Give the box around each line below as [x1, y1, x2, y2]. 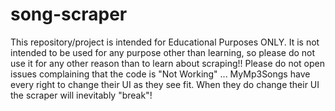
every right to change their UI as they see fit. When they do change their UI [10, 78, 320, 90]
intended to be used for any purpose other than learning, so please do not [10, 46, 316, 58]
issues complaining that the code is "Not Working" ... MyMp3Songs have [10, 68, 311, 80]
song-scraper [10, 3, 128, 26]
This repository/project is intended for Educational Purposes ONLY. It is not [10, 36, 320, 48]
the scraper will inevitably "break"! [10, 89, 153, 101]
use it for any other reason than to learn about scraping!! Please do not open [10, 57, 325, 69]
